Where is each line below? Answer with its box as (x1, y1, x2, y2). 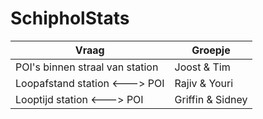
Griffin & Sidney (174, 92, 248, 106)
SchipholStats (10, 7, 130, 30)
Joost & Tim (174, 60, 231, 74)
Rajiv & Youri (174, 76, 234, 90)
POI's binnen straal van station (15, 60, 159, 74)
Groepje (191, 43, 231, 57)
